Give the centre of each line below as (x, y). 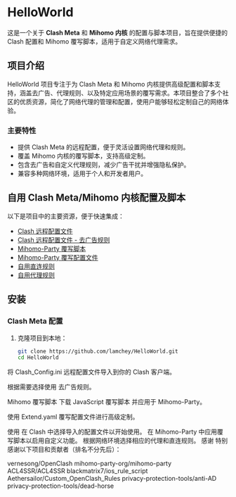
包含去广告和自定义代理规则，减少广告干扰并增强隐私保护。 (104, 165)
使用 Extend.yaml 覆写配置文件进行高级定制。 (73, 417)
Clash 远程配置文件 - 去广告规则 (64, 239)
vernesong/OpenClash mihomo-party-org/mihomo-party (90, 464)
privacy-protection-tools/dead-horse (61, 486)
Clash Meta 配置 (35, 321)
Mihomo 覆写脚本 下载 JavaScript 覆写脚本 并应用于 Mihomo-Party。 (107, 402)
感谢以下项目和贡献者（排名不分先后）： (64, 449)
